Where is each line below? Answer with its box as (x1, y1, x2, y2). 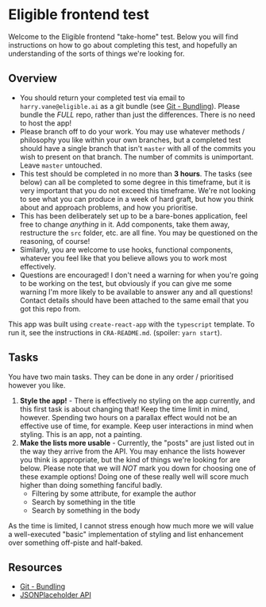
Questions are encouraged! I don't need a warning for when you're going (19, 270, 259, 280)
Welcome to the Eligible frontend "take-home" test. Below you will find (8, 32, 238, 41)
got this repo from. (19, 303, 81, 313)
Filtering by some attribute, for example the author (31, 489, 197, 498)
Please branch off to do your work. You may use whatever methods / (19, 126, 245, 136)
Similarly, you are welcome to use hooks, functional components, (19, 245, 233, 254)
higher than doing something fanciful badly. (19, 480, 163, 489)
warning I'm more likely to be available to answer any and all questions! (19, 287, 253, 296)
